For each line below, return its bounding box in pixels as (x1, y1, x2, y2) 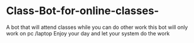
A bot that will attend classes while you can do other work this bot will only (6, 24, 188, 31)
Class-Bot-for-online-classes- (6, 4, 159, 18)
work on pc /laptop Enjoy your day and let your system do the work (6, 29, 170, 37)
